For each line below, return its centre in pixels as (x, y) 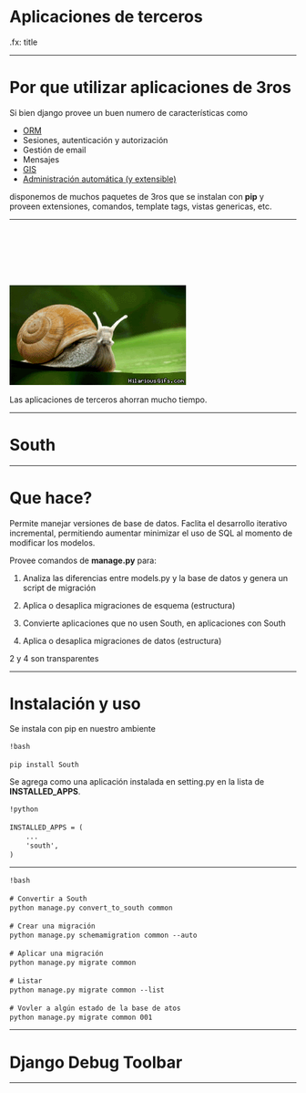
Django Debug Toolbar (96, 1062)
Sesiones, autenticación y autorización (95, 140)
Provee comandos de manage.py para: (83, 560)
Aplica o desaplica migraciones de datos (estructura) (122, 640)
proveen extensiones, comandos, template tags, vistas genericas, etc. (141, 206)
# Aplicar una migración (56, 954)
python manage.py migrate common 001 (81, 1018)
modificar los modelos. (52, 542)
